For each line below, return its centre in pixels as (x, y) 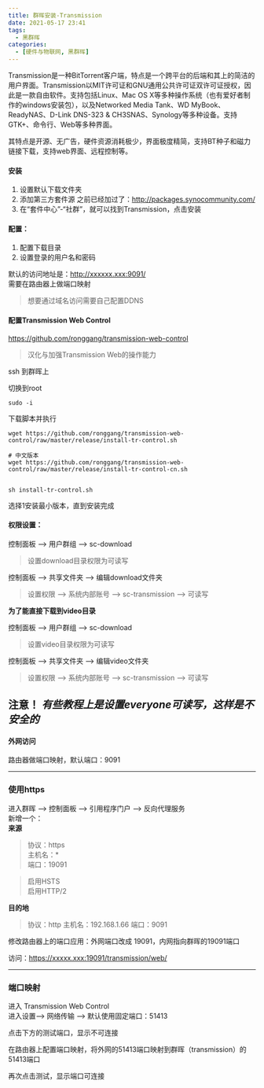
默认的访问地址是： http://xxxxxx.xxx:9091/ (77, 274)
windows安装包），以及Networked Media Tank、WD (106, 105)
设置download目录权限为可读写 (78, 560)
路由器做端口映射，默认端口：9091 (64, 760)
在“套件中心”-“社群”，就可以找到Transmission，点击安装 (110, 209)
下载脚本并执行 (32, 419)
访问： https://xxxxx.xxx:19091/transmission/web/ (88, 957)
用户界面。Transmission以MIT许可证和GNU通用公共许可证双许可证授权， (126, 85)
